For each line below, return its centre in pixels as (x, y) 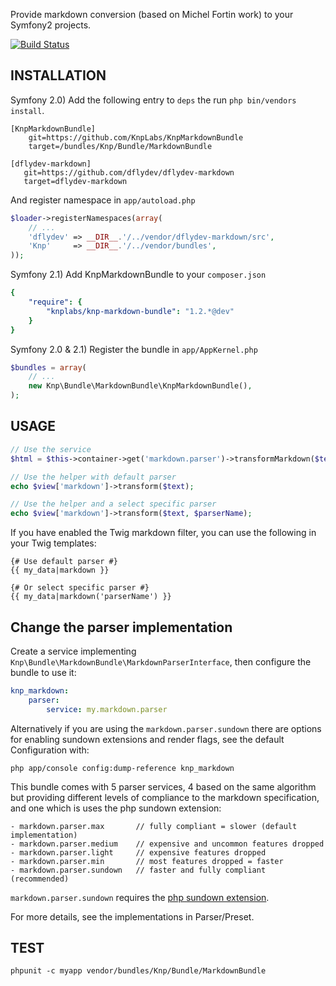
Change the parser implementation (121, 627)
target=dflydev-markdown (75, 181)
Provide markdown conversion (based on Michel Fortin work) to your (152, 14)
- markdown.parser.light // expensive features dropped (138, 852)
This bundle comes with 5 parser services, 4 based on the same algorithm (163, 786)
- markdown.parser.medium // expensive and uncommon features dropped (167, 844)
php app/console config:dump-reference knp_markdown (122, 768)
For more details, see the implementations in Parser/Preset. (132, 916)
